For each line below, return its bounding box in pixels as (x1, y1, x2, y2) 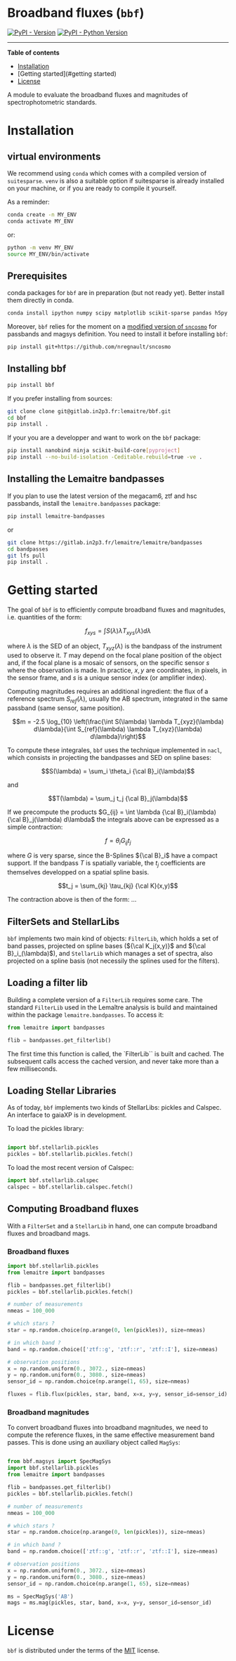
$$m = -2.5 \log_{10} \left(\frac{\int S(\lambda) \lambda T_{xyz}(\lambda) (12, 717, 224, 726)
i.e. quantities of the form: (7, 613, 82, 622)
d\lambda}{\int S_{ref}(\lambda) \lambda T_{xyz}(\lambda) (34, 725, 202, 733)
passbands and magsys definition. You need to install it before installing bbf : (7, 330, 228, 339)
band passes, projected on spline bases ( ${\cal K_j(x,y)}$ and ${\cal (7, 941, 206, 950)
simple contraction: (7, 822, 63, 831)
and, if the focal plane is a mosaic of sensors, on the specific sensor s (7, 658, 210, 667)
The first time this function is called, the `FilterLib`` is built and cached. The (7, 1049, 225, 1058)
